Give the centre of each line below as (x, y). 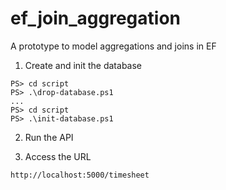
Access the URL (58, 156)
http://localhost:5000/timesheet (80, 175)
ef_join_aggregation (95, 18)
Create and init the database (83, 65)
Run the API (49, 137)
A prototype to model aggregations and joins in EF (113, 46)
